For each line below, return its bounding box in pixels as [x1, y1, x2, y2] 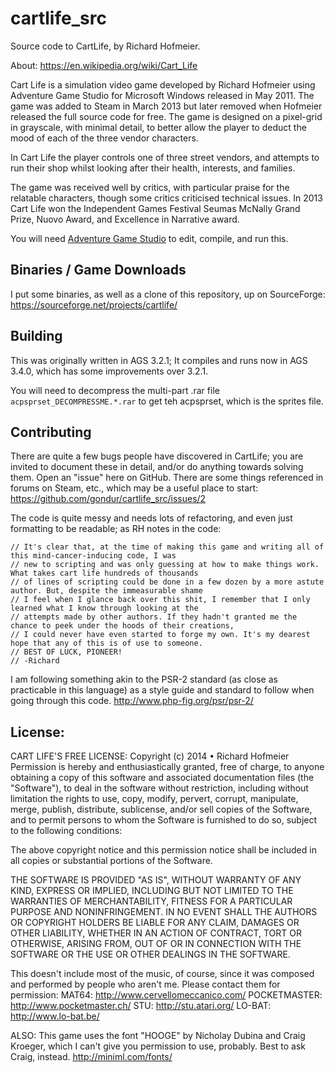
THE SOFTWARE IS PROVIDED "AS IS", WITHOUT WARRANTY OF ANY [10, 874, 302, 886]
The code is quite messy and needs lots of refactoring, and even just [10, 512, 293, 524]
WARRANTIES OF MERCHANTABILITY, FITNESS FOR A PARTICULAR [10, 895, 293, 907]
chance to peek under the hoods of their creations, [10, 621, 235, 631]
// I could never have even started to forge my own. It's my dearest [10, 630, 311, 640]
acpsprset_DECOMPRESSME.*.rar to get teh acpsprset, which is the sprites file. [10, 395, 324, 407]
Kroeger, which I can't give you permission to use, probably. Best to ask [10, 1040, 307, 1052]
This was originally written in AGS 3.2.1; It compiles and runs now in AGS [10, 354, 308, 366]
